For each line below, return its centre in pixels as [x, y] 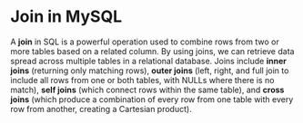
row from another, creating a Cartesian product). [101, 109]
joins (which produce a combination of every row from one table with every [152, 99]
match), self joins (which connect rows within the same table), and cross [147, 90]
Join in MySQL [66, 17]
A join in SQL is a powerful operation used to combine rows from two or [145, 42]
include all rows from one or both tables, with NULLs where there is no [142, 80]
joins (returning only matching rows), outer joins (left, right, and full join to [150, 71]
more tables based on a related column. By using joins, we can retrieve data [152, 51]
